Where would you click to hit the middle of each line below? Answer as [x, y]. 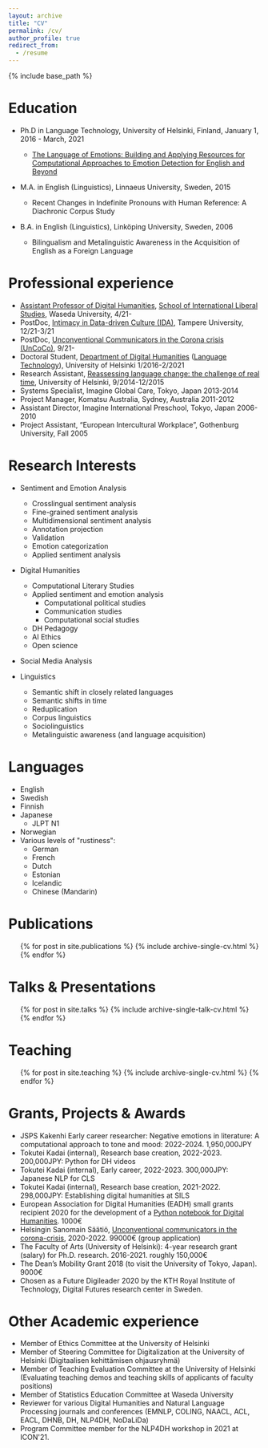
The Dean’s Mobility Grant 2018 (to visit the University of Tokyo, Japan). [138, 1263]
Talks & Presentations [82, 987]
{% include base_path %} [50, 76]
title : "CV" [28, 23]
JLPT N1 [46, 823]
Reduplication [54, 709]
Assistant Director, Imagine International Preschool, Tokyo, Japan [128, 408]
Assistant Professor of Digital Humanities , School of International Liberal [139, 305]
